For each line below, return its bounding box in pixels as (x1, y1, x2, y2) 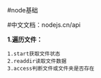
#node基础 (7, 6, 38, 14)
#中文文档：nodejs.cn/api (7, 21, 81, 29)
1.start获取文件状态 (7, 50, 61, 57)
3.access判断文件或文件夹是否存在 (7, 65, 95, 72)
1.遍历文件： (7, 35, 43, 43)
